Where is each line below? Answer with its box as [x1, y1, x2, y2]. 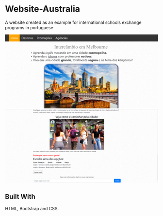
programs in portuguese [5, 24, 53, 30]
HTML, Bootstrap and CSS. [5, 205, 59, 211]
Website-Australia [5, 3, 81, 15]
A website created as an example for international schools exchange [5, 19, 142, 25]
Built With [5, 193, 35, 201]
